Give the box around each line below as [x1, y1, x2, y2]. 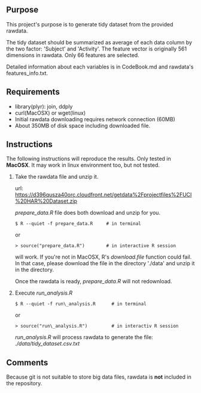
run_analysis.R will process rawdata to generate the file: [14, 334, 154, 341]
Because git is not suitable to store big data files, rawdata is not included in [6, 373, 191, 380]
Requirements [6, 87, 60, 97]
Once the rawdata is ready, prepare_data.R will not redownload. [14, 278, 172, 285]
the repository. [6, 380, 42, 387]
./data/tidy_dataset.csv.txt [14, 340, 80, 347]
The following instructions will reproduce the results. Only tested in [6, 155, 172, 163]
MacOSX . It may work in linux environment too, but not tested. [6, 161, 160, 169]
